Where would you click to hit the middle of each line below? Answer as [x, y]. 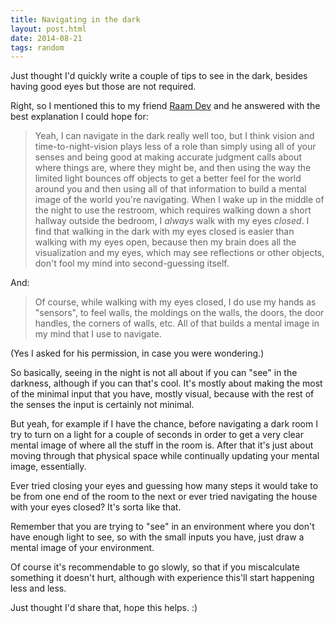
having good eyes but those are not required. [103, 87]
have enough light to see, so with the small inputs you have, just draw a [157, 537]
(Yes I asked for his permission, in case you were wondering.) [137, 353]
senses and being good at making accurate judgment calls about [168, 157]
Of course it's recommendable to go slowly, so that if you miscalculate [155, 567]
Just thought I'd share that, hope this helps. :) [104, 608]
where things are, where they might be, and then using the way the [173, 168]
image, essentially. [48, 467]
